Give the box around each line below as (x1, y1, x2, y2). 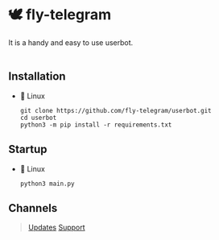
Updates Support (27, 222, 86, 233)
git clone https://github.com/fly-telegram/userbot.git (19, 106, 212, 114)
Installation (8, 69, 66, 84)
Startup (8, 143, 48, 156)
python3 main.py (19, 180, 75, 188)
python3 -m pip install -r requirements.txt (19, 121, 172, 129)
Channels (8, 201, 58, 215)
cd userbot (19, 114, 57, 122)
